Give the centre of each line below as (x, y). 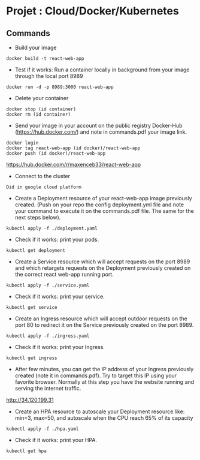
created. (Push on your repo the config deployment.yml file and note (99, 205)
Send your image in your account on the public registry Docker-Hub (99, 125)
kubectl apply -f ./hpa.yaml (43, 429)
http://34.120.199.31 (30, 400)
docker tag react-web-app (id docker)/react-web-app (73, 148)
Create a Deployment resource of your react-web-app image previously (103, 198)
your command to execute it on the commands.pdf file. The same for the (104, 211)
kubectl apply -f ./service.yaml (48, 285)
